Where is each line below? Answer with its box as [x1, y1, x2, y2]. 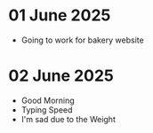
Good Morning [20, 95, 75, 106]
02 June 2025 [8, 66, 115, 86]
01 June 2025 [8, 5, 111, 26]
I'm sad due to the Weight [20, 113, 117, 124]
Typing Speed [20, 104, 73, 115]
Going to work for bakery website [20, 35, 144, 45]
